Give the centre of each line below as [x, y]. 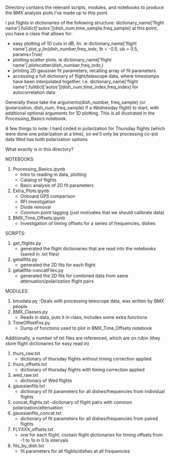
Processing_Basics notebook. [36, 119]
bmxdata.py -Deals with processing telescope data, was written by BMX [88, 301]
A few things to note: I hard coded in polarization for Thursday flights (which [85, 128]
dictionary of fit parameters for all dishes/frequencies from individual [92, 391]
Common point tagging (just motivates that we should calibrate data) [92, 212]
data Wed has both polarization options [47, 139]
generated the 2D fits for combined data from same [74, 276]
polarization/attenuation [38, 408]
